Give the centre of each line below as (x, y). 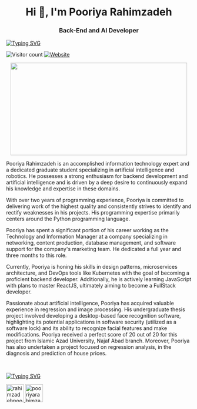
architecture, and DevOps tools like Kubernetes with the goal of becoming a (98, 273)
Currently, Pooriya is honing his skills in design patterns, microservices (92, 267)
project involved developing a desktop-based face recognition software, (94, 316)
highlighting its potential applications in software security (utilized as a (91, 322)
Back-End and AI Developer (99, 31)
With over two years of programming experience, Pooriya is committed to (95, 200)
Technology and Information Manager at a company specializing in (87, 237)
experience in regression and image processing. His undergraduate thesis (96, 309)
